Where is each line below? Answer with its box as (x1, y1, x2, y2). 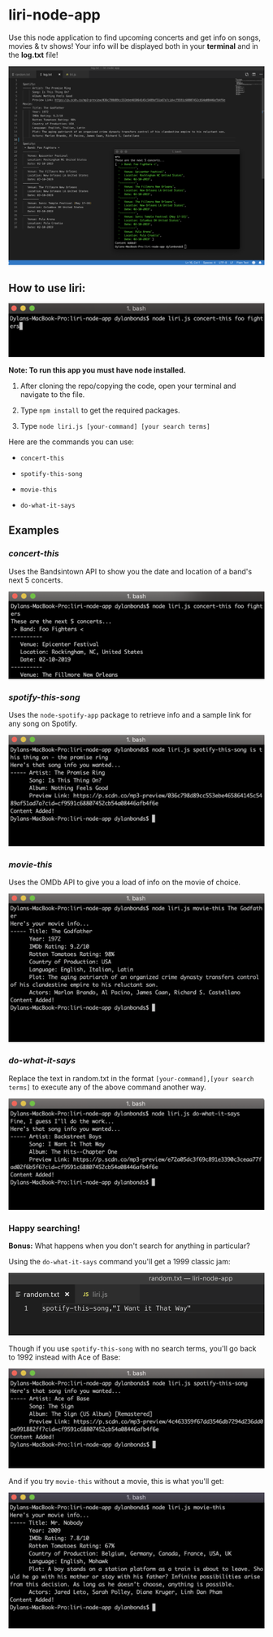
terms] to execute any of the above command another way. (8, 1082, 206, 1092)
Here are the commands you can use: (8, 437, 134, 447)
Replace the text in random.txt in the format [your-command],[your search (8, 1073, 254, 1083)
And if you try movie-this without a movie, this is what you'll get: (8, 1477, 224, 1486)
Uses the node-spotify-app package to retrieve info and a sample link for (8, 710, 252, 720)
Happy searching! (8, 1222, 80, 1233)
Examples (8, 523, 59, 538)
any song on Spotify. (8, 718, 78, 729)
